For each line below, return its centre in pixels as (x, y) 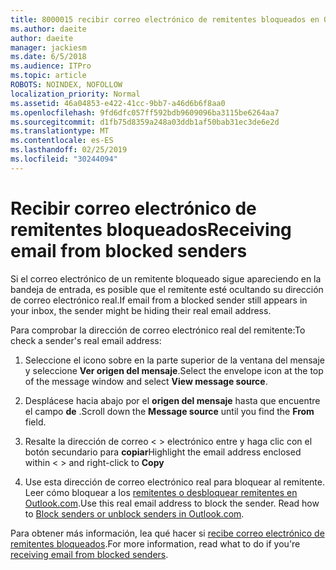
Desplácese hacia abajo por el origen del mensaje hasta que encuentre (172, 400)
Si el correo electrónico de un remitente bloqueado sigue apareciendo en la (166, 278)
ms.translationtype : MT (60, 131)
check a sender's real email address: (86, 340)
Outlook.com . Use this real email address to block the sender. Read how (172, 503)
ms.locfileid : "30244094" (64, 159)
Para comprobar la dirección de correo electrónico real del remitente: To (158, 330)
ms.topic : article (48, 76)
